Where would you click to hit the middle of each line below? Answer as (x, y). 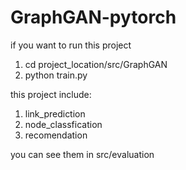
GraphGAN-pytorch (93, 17)
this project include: (51, 94)
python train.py (56, 75)
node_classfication (63, 124)
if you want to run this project (71, 45)
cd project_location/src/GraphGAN (96, 64)
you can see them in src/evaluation (82, 154)
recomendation (56, 135)
